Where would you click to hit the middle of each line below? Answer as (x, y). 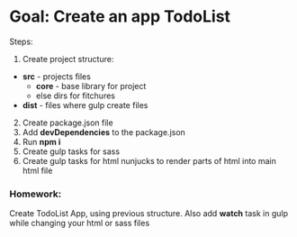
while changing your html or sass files (80, 223)
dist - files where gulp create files (85, 105)
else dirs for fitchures (75, 96)
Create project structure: (68, 59)
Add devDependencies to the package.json (104, 132)
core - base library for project (91, 86)
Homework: (36, 194)
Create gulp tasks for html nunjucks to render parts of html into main (149, 160)
